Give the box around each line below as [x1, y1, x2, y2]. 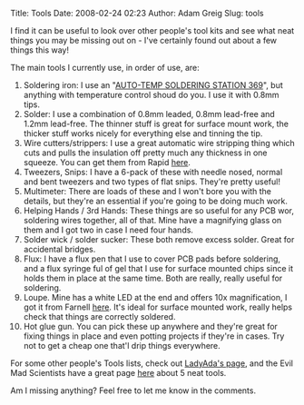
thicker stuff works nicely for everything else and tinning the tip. [23, 128, 263, 139]
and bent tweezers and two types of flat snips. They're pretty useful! [23, 176, 280, 187]
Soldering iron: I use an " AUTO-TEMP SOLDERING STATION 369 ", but [23, 80, 284, 90]
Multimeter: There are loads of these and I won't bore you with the [23, 186, 271, 196]
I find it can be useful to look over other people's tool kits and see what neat [10, 25, 295, 35]
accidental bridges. [23, 244, 96, 254]
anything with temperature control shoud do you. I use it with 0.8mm [23, 90, 279, 100]
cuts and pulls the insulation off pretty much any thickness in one [23, 147, 268, 158]
